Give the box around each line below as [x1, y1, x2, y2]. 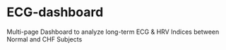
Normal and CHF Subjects [6, 35, 83, 43]
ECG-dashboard [6, 4, 104, 20]
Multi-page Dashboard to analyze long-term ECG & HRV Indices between [6, 27, 220, 36]
